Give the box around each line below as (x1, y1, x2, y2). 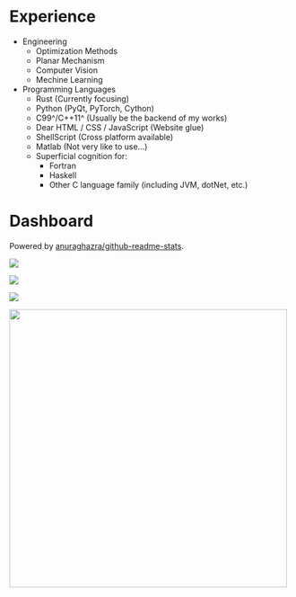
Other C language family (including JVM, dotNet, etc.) (48, 179, 248, 190)
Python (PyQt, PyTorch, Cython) (35, 102, 155, 113)
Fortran (48, 160, 76, 171)
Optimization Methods (35, 45, 118, 56)
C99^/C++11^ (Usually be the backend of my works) (35, 112, 228, 123)
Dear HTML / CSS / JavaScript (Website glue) (35, 121, 205, 132)
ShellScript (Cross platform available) (35, 131, 174, 142)
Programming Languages (22, 84, 117, 94)
